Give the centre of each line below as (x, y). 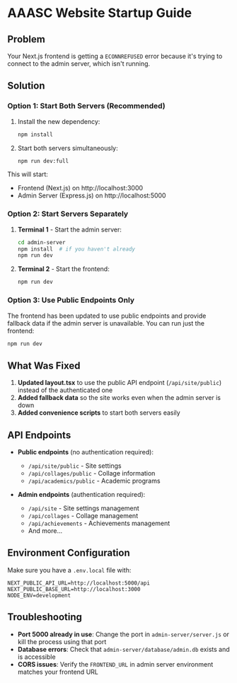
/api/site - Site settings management (83, 508)
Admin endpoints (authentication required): (81, 495)
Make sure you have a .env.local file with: (69, 570)
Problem (27, 39)
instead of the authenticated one (65, 390)
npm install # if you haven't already (76, 249)
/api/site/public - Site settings (75, 466)
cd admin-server (41, 242)
